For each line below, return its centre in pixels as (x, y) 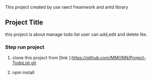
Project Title (24, 22)
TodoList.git (24, 63)
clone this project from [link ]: (42, 58)
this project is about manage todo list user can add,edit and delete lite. (76, 34)
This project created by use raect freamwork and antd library (67, 7)
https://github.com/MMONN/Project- (109, 58)
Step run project (25, 47)
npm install (23, 73)
